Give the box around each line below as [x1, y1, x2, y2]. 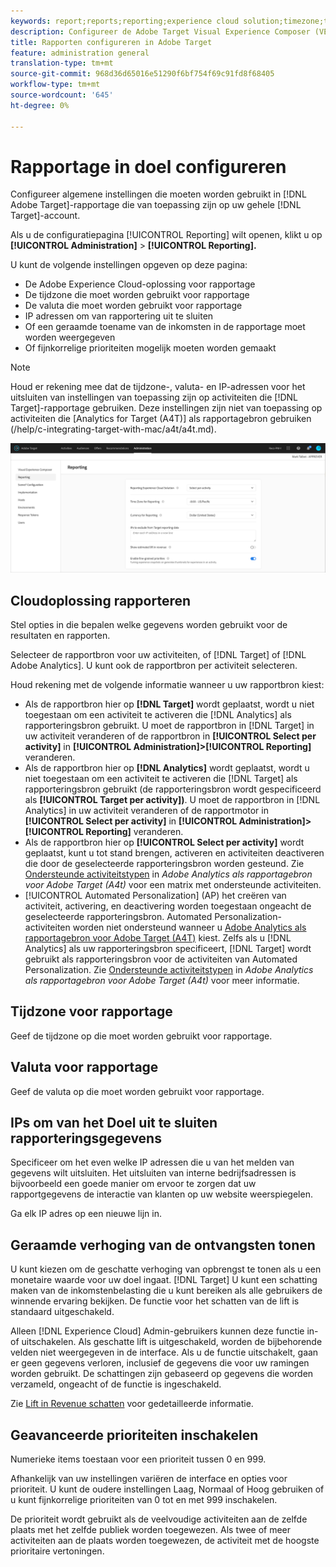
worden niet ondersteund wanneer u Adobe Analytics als [72, 921, 307, 933]
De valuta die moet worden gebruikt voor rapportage [24, 300, 243, 312]
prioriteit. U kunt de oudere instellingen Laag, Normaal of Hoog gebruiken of [10, 1483, 325, 1495]
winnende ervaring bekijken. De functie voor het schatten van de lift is [10, 1295, 300, 1307]
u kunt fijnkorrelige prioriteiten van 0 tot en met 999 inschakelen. [10, 1494, 278, 1506]
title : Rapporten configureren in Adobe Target [10, 37, 213, 47]
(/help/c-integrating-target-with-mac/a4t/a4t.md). [10, 423, 217, 435]
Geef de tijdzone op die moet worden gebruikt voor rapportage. [10, 1030, 273, 1042]
